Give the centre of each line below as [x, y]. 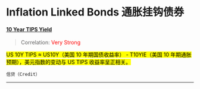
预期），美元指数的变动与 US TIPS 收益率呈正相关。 [68, 62]
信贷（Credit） [23, 75]
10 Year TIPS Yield [29, 29]
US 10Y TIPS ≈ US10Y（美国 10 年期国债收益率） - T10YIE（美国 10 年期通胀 [99, 55]
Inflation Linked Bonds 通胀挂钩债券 [95, 12]
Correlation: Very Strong [51, 43]
